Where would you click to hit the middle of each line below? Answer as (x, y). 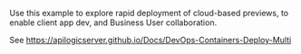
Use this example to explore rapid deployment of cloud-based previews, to (149, 13)
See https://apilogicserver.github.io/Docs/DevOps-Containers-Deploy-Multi (150, 40)
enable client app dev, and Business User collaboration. (113, 22)
